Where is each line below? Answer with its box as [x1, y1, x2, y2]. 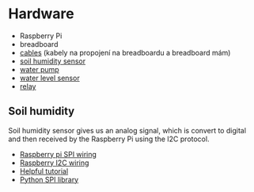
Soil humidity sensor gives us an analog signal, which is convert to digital [8, 125, 247, 135]
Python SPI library [19, 175, 79, 184]
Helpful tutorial [19, 166, 69, 175]
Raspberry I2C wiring [19, 158, 89, 167]
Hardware [8, 5, 74, 23]
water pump [19, 64, 59, 74]
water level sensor [19, 73, 81, 83]
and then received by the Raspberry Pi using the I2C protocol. [8, 134, 210, 144]
